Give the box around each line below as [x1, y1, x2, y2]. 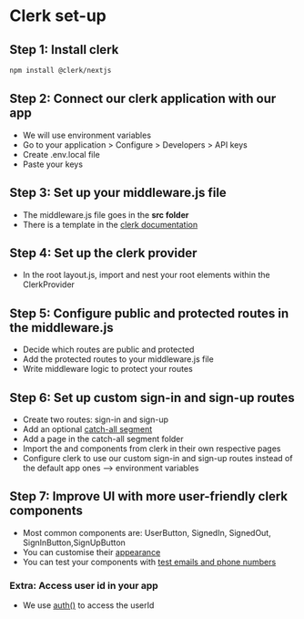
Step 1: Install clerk [9, 42, 119, 57]
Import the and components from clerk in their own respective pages [22, 443, 281, 454]
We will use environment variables [22, 129, 152, 140]
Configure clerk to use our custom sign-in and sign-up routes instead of [22, 452, 293, 463]
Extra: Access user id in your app [9, 579, 159, 592]
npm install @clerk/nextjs [9, 66, 112, 75]
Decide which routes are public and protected [22, 344, 195, 356]
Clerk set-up [9, 5, 107, 26]
